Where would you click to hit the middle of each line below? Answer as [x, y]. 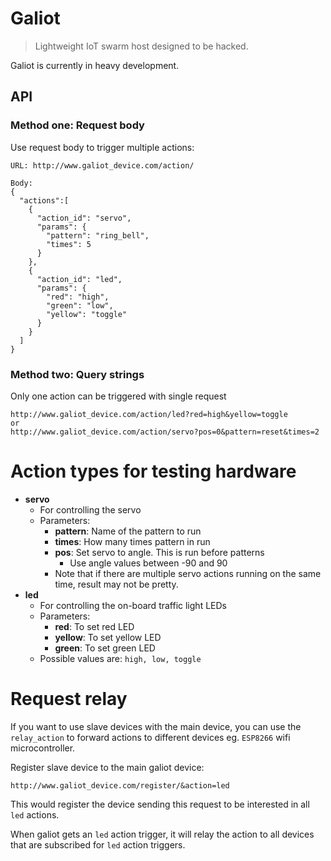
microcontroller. [43, 748]
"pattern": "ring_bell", [98, 235]
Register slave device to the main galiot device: [107, 767]
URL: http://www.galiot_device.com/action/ [102, 165]
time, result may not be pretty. [116, 584]
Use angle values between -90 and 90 [148, 563]
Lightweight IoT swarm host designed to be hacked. [141, 46]
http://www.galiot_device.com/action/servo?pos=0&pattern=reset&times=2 [165, 432]
